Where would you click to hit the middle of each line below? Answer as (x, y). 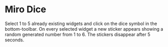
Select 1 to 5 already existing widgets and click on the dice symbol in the (81, 24)
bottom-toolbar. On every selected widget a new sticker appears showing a (84, 29)
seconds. (15, 40)
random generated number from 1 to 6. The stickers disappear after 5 (78, 34)
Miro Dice (26, 9)
